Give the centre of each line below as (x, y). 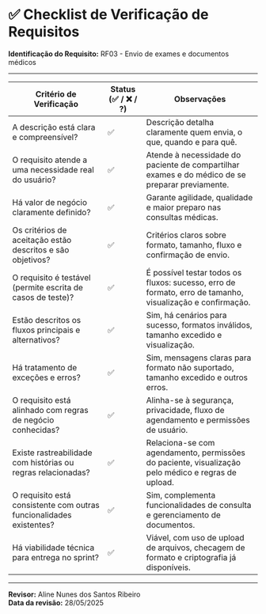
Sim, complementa (181, 495)
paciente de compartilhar (193, 165)
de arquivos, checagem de (196, 548)
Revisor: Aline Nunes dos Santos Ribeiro (74, 594)
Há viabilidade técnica (53, 548)
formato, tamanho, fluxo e (194, 244)
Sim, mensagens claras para (199, 358)
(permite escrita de (47, 287)
